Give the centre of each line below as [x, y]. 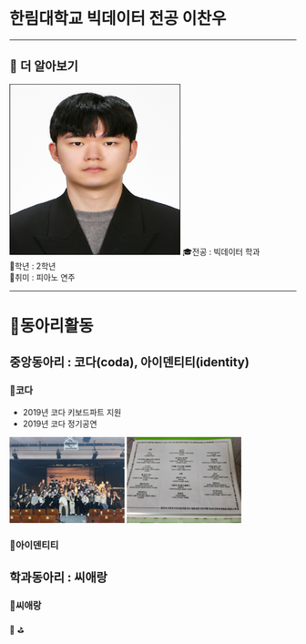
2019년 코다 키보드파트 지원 [72, 412]
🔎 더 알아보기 [44, 66]
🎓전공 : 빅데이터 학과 [221, 251]
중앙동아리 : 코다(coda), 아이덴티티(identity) [130, 362]
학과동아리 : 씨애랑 [58, 578]
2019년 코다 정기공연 [60, 424]
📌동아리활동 [51, 326]
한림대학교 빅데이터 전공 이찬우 [118, 19]
